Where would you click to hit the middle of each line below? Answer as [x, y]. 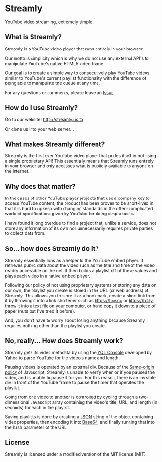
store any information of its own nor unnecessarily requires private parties [79, 228]
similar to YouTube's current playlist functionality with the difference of [76, 78]
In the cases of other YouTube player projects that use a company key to [77, 198]
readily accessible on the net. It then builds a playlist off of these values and [81, 271]
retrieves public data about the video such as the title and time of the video [80, 265]
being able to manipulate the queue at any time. [53, 83]
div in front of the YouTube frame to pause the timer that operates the [74, 382]
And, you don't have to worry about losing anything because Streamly [75, 320]
